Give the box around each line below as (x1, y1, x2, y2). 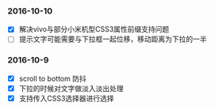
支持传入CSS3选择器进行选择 (18, 93, 114, 103)
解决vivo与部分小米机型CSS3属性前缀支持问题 (18, 25, 170, 34)
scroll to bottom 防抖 (18, 74, 86, 83)
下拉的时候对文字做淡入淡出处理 (18, 83, 124, 93)
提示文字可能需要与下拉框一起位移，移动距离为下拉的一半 (18, 34, 207, 44)
